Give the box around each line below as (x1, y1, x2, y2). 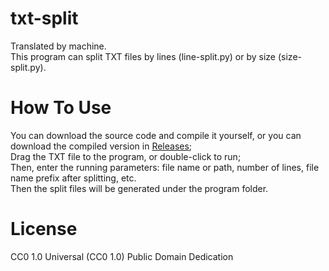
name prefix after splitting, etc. (10, 172, 137, 184)
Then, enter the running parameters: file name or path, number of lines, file (10, 161, 320, 173)
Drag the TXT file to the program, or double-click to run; (10, 150, 242, 162)
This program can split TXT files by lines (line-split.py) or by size (10, 50, 277, 62)
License (10, 218, 78, 241)
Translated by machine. (10, 40, 107, 52)
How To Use (10, 97, 112, 119)
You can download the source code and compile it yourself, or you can (10, 129, 302, 141)
